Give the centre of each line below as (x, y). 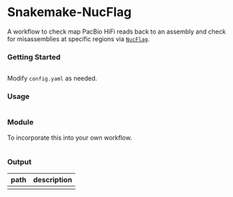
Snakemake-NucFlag (69, 12)
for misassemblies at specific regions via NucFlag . (78, 38)
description (53, 180)
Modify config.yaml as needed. (52, 78)
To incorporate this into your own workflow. (70, 138)
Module (20, 122)
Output (20, 161)
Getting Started (34, 57)
